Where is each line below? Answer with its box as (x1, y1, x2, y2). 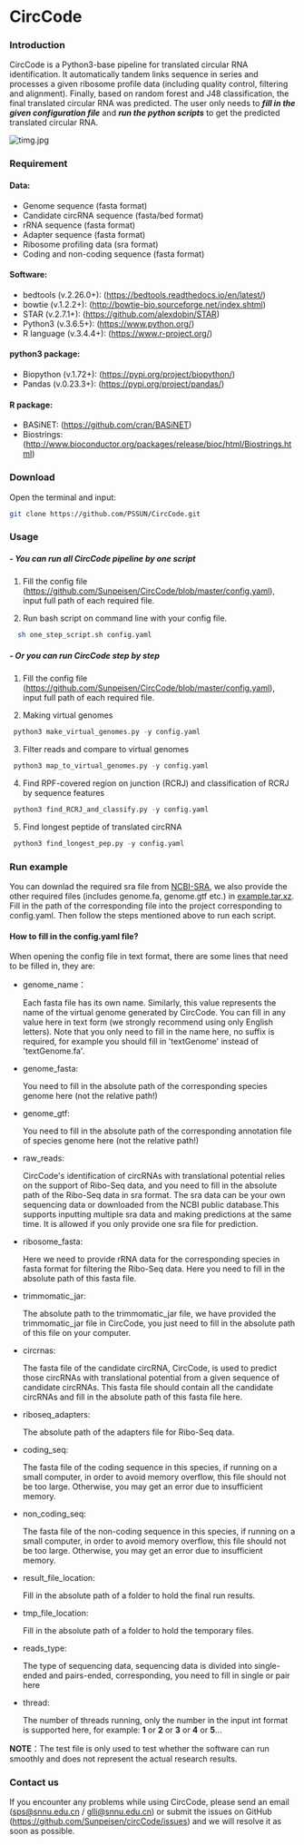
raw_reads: (22, 1153, 65, 1163)
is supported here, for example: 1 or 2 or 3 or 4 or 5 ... (22, 1724, 222, 1735)
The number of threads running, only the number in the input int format (22, 1715, 289, 1726)
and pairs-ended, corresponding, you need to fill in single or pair (48, 1670, 290, 1681)
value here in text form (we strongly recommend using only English (22, 1016, 274, 1027)
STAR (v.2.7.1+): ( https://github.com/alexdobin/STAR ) (22, 309, 221, 319)
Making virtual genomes (22, 710, 113, 721)
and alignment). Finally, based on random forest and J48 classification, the (9, 88, 289, 99)
